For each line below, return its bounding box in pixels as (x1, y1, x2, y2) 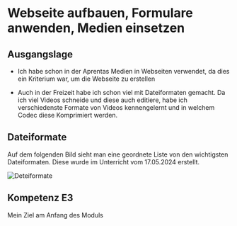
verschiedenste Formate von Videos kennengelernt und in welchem (17, 103, 215, 111)
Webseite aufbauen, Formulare (7, 5, 193, 21)
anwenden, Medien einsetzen (7, 20, 185, 36)
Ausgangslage (7, 48, 73, 60)
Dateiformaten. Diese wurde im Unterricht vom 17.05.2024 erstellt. (7, 157, 200, 166)
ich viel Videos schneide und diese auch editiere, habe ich (17, 96, 187, 104)
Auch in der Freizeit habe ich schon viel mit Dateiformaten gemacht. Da (17, 89, 226, 96)
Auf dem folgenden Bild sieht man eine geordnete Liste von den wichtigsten (7, 150, 229, 159)
